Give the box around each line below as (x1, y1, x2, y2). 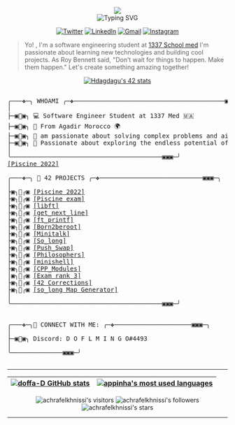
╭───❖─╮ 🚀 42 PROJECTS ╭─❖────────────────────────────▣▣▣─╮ (7, 174, 222, 182)
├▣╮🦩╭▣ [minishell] (7, 258, 74, 266)
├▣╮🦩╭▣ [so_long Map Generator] (7, 286, 118, 294)
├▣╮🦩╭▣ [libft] (7, 202, 59, 210)
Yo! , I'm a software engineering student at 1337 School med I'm (24, 41, 209, 49)
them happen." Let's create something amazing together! (24, 63, 190, 71)
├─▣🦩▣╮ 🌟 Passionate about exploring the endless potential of (7, 139, 229, 147)
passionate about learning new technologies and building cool (24, 48, 204, 56)
